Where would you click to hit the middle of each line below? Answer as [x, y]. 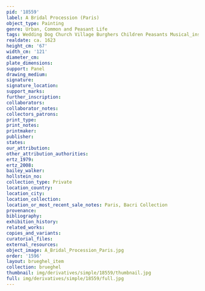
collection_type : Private [39, 182]
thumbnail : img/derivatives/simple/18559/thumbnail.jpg [79, 273]
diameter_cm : [23, 57]
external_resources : [33, 245]
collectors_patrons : [33, 114]
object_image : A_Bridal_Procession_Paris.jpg [65, 250]
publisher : [20, 137]
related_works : [26, 228]
